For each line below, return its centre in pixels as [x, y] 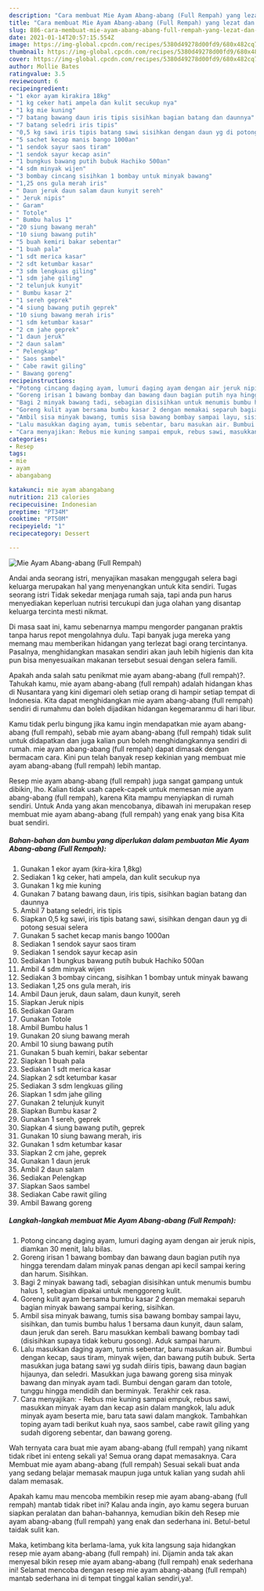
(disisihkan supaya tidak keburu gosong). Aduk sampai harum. [121, 1340]
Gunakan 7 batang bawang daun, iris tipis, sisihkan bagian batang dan [134, 893]
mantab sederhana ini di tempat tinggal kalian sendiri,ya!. [101, 1578]
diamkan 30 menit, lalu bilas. [66, 1248]
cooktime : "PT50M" [39, 519]
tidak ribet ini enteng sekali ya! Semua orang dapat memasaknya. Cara [123, 1456]
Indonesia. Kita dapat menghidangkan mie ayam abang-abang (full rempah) [131, 700]
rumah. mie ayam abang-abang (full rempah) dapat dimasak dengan [119, 749]
